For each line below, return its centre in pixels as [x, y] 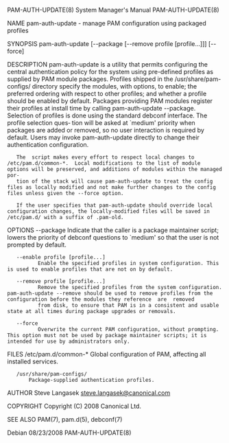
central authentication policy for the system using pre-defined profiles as [110, 72]
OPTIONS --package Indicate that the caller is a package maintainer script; [113, 230]
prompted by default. [37, 245]
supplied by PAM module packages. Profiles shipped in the [90, 79]
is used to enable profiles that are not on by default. [90, 269]
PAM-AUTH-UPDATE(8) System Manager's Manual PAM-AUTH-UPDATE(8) [113, 10]
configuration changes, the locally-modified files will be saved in [109, 212]
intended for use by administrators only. [69, 341]
